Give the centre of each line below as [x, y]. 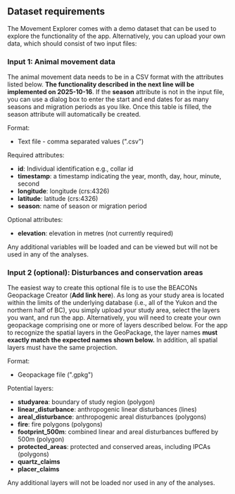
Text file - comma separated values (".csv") [81, 142]
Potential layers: [31, 389]
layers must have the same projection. [63, 348]
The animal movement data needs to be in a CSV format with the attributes [115, 77]
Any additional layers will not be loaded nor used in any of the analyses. [111, 483]
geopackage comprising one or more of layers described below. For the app [118, 325]
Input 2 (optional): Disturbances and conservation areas [105, 273]
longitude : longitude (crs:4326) [63, 191]
